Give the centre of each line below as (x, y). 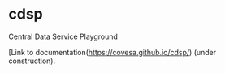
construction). (32, 61)
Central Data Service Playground (63, 36)
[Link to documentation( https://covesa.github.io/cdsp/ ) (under (112, 52)
